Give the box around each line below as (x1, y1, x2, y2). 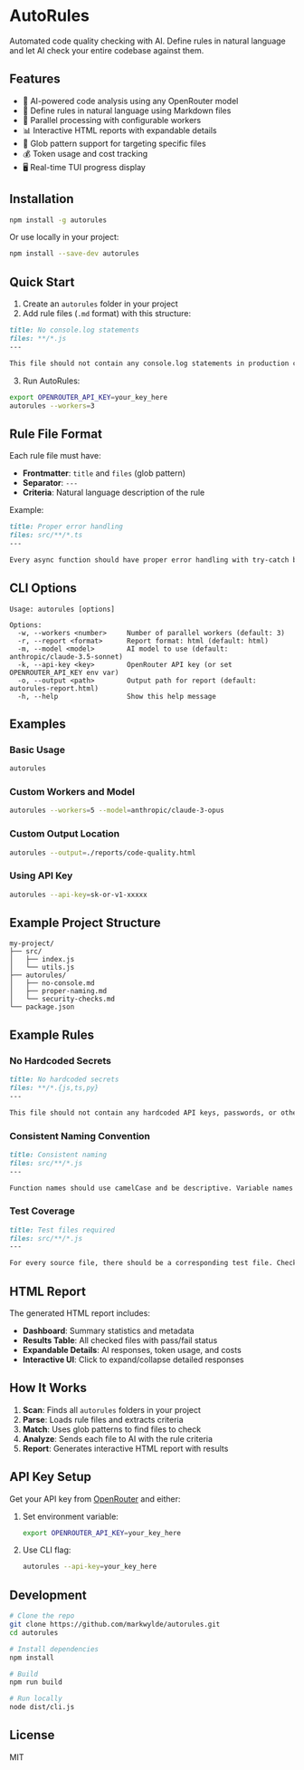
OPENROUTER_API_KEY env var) (9, 668, 119, 677)
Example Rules (9, 1027, 95, 1042)
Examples (9, 716, 66, 731)
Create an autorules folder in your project (22, 298, 178, 309)
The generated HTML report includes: (9, 1307, 151, 1319)
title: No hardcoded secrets (9, 1075, 119, 1084)
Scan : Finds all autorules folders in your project (22, 1404, 202, 1415)
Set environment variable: (22, 1511, 119, 1522)
